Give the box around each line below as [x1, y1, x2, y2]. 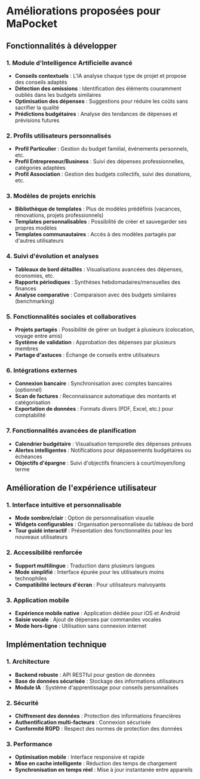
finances [14, 285, 37, 292]
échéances [14, 453, 43, 460]
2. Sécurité [6, 698, 39, 707]
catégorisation [14, 399, 51, 406]
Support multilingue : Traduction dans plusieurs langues [14, 562, 155, 569]
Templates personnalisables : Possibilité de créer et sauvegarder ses [14, 218, 187, 225]
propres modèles [14, 224, 57, 231]
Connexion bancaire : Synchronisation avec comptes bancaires [14, 380, 173, 387]
